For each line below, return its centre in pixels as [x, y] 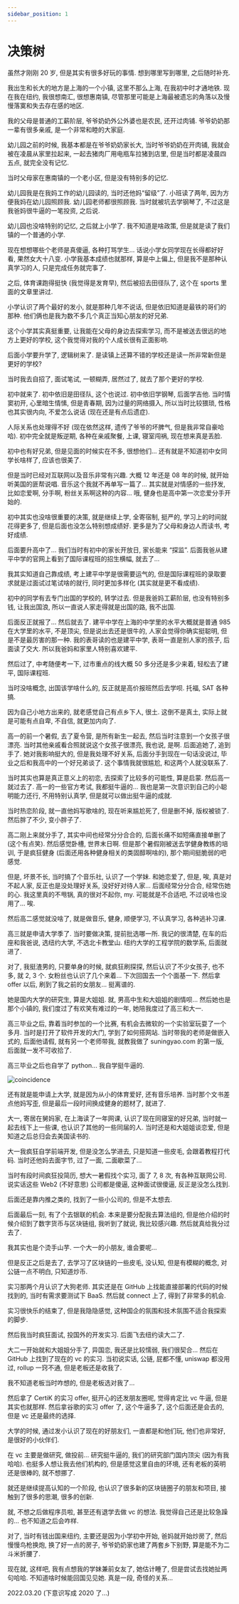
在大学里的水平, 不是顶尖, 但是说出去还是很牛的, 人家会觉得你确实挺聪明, [113, 630]
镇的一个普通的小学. [37, 234]
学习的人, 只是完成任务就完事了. [60, 267]
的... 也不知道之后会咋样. [43, 1521]
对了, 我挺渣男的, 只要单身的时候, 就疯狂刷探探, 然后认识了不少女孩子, [109, 967]
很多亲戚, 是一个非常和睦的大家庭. [76, 130]
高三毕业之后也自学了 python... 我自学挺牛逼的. [76, 1065]
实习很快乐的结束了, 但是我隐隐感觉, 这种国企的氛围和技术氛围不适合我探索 [117, 1311]
